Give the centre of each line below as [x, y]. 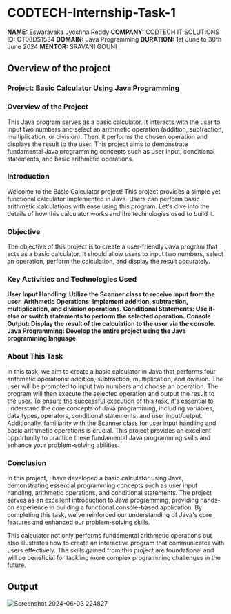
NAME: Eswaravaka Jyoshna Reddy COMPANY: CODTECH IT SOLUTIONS [113, 32]
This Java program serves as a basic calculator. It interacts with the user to [114, 122]
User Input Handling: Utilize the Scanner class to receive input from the [111, 294]
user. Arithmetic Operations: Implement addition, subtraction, [98, 302]
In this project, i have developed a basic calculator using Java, [96, 478]
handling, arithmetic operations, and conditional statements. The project [110, 493]
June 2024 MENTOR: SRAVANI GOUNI [62, 46]
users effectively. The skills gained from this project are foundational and [111, 550]
